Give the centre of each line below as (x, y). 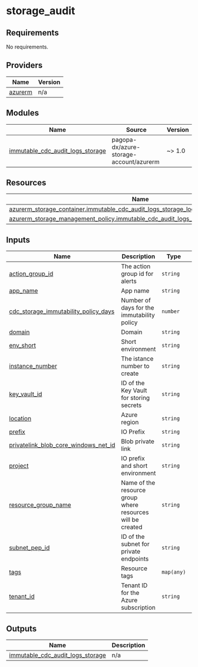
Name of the (138, 483)
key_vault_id (26, 394)
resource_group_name (40, 505)
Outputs (22, 628)
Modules (23, 113)
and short (134, 466)
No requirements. (27, 47)
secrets (131, 405)
